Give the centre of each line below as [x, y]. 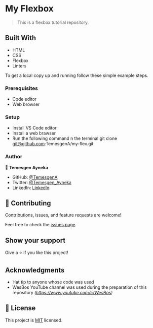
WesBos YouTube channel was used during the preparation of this [79, 287]
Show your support [35, 240]
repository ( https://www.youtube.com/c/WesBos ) [62, 293]
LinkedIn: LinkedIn [31, 188]
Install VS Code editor [34, 128]
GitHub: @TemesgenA [35, 177]
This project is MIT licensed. [34, 320]
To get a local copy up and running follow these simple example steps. [77, 75]
